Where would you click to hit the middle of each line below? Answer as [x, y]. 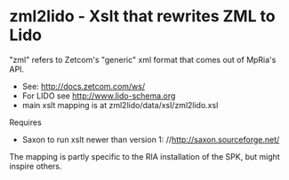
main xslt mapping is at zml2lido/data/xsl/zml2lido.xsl [120, 105]
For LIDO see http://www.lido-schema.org [99, 96]
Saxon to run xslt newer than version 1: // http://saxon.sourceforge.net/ [151, 139]
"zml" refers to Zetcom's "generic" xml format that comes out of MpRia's [143, 59]
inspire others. [36, 166]
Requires [25, 122]
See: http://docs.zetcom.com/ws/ [84, 86]
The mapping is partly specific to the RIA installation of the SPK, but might [144, 156]
